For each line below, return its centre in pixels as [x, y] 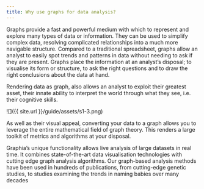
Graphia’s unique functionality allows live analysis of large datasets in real [99, 148]
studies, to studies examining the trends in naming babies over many [93, 174]
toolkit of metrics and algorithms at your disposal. [69, 136]
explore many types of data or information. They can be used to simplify [97, 36]
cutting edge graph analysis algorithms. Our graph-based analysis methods [101, 161]
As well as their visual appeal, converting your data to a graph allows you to [101, 123]
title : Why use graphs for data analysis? [61, 12]
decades [17, 180]
